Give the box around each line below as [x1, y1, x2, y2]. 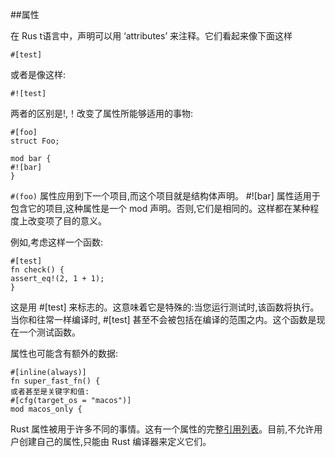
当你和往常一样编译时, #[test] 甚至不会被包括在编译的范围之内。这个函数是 [10, 314, 317, 325]
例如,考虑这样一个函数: [10, 236, 104, 248]
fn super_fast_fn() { [10, 376, 101, 386]
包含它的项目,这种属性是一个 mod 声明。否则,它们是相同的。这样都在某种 [10, 203, 311, 214]
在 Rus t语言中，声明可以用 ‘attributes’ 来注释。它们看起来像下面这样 [10, 30, 293, 42]
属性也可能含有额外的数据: [10, 348, 119, 359]
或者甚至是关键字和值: [10, 387, 90, 397]
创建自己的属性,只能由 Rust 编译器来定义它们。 [18, 436, 212, 447]
